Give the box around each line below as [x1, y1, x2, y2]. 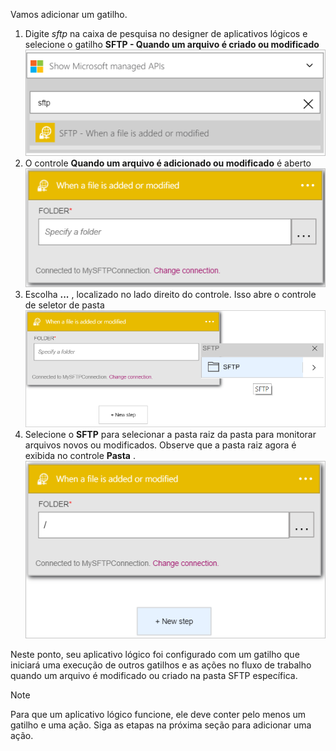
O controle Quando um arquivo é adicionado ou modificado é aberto [24, 157, 312, 169]
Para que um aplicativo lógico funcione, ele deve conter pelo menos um [10, 709, 307, 721]
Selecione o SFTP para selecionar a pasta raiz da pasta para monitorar [24, 429, 317, 441]
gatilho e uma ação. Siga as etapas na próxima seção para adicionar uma [10, 719, 312, 731]
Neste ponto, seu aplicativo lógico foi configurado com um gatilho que [10, 649, 300, 661]
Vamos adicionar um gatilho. [10, 9, 128, 20]
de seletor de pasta [24, 299, 105, 311]
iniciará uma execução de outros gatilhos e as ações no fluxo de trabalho [10, 659, 312, 671]
